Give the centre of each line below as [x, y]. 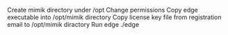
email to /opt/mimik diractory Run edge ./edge [73, 24]
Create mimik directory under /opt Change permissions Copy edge [103, 10]
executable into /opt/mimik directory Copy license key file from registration [114, 17]
